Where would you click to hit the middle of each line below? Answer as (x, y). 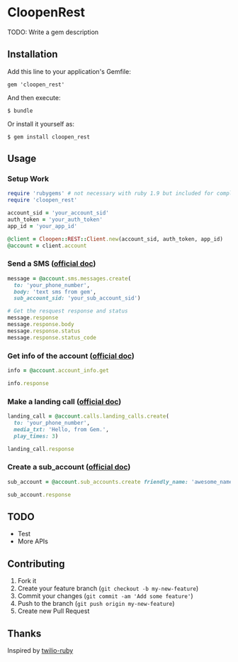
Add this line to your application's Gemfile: (69, 71)
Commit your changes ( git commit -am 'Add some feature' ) (105, 596)
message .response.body (41, 325)
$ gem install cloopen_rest (49, 137)
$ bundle (20, 111)
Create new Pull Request (53, 611)
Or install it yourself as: (41, 124)
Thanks (24, 633)
